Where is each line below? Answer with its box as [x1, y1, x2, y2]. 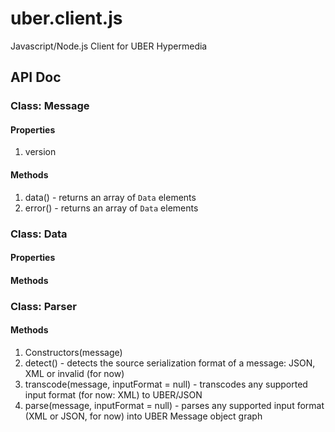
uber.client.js [10, 7, 123, 30]
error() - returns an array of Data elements [24, 202, 199, 214]
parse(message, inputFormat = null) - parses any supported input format [24, 399, 325, 411]
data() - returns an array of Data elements [24, 191, 197, 203]
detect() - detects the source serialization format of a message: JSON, [24, 357, 316, 369]
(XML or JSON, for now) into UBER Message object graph [24, 410, 263, 422]
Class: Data [10, 227, 68, 241]
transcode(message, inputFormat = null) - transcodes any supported [24, 378, 308, 390]
